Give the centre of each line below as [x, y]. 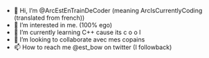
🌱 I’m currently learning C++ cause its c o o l [77, 32]
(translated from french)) [49, 18]
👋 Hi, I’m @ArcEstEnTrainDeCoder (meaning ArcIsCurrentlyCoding [108, 11]
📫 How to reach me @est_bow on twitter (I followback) [93, 47]
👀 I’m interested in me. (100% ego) [63, 25]
